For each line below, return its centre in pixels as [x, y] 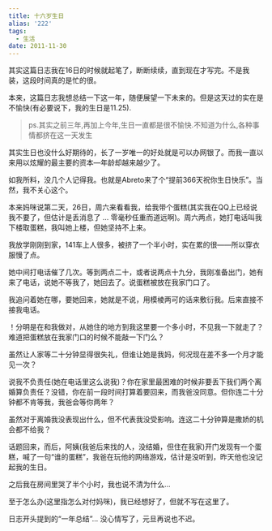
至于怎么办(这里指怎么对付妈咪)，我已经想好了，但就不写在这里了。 [121, 502]
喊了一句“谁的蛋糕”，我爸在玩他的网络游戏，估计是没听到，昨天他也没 [139, 457]
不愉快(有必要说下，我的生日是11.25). [70, 108]
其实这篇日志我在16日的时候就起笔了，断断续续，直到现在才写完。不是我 [129, 71]
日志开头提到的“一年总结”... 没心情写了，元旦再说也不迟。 [104, 519]
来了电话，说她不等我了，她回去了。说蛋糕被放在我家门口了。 [111, 283]
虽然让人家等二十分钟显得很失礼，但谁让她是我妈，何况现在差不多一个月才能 [136, 355]
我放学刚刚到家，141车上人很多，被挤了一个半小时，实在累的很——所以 [127, 245]
